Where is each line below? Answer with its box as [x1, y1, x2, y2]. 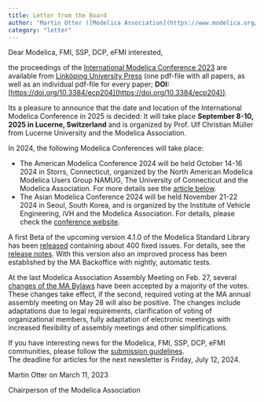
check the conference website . [19, 217, 120, 227]
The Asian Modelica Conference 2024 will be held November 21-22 [19, 192, 238, 201]
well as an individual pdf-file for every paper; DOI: [8, 79, 170, 89]
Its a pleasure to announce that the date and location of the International [8, 103, 242, 112]
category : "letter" [8, 26, 72, 34]
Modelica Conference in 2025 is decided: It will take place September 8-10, [8, 112, 254, 121]
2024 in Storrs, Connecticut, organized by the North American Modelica [19, 167, 253, 177]
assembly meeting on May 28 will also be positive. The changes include [8, 298, 241, 308]
